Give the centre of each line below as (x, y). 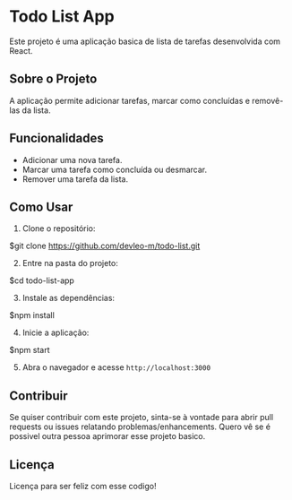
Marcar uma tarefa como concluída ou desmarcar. (115, 169)
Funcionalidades (57, 138)
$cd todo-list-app (42, 280)
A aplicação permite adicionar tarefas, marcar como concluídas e (130, 100)
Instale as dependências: (68, 298)
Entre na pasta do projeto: (70, 263)
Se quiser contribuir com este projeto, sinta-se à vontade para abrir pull (142, 418)
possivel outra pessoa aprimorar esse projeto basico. (107, 436)
